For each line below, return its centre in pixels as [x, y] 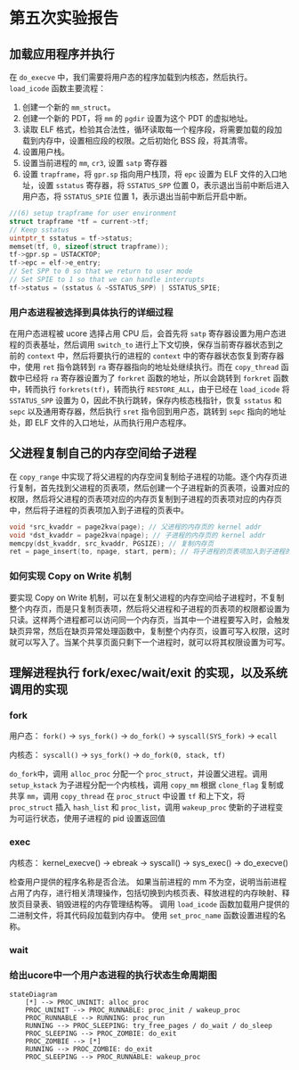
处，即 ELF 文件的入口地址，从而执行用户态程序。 [100, 423]
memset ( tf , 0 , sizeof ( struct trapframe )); [89, 246]
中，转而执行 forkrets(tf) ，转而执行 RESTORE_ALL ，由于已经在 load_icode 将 [149, 390]
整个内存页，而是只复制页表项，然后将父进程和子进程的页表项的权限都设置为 [149, 608]
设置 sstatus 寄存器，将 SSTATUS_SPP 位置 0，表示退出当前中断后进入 [164, 185]
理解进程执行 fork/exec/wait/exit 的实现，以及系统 [148, 673]
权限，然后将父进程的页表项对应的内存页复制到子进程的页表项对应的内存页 [145, 498]
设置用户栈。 [45, 152]
